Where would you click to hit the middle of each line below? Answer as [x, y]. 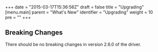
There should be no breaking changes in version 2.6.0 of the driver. [73, 44]
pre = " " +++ [18, 17]
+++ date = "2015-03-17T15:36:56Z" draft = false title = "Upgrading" [75, 7]
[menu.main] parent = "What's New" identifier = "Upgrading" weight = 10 [79, 12]
